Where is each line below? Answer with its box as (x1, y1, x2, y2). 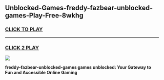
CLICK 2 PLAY (5, 44, 39, 51)
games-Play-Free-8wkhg (5, 12, 84, 20)
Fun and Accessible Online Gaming (5, 69, 78, 75)
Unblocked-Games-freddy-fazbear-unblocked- (5, 4, 153, 12)
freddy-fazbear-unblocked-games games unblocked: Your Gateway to (5, 64, 151, 70)
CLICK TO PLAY (5, 26, 43, 33)
